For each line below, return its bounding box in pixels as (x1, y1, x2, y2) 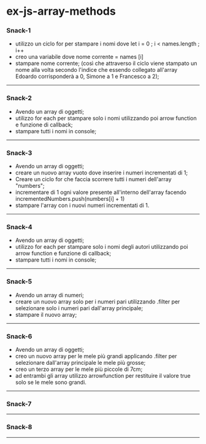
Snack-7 (6, 399, 32, 408)
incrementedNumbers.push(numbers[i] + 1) (15, 195, 125, 203)
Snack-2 (6, 94, 32, 103)
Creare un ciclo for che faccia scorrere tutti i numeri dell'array (15, 176, 172, 183)
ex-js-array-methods (6, 4, 116, 18)
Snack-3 (6, 149, 32, 157)
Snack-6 (6, 332, 32, 340)
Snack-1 (6, 26, 31, 35)
